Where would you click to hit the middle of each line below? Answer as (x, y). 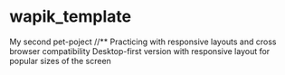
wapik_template (71, 17)
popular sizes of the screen (60, 61)
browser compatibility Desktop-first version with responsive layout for (140, 51)
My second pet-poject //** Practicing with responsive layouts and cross (143, 42)
